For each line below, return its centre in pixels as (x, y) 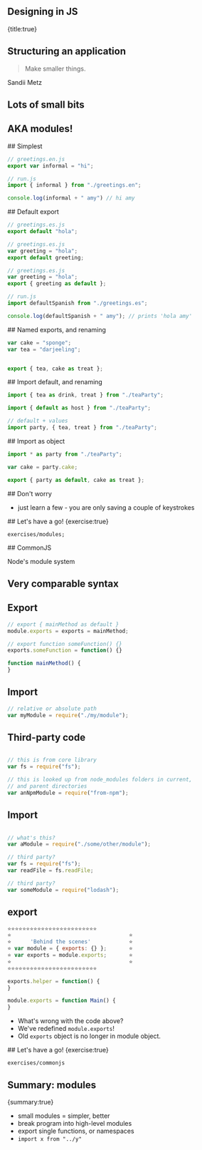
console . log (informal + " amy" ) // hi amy (71, 198)
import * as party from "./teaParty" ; (65, 454)
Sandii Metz (25, 82)
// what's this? (31, 838)
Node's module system (41, 561)
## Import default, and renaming (55, 382)
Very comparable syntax (63, 584)
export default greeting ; (46, 257)
